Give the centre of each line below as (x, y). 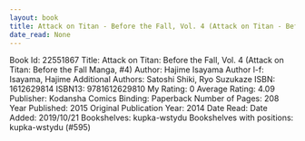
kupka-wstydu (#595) (50, 127)
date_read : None (40, 34)
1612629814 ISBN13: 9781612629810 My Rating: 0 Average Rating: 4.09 (142, 89)
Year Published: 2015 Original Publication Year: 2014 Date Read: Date (138, 108)
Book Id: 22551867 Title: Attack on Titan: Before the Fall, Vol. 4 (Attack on (147, 61)
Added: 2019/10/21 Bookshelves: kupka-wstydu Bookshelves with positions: (152, 117)
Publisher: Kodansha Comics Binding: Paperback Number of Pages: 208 (144, 99)
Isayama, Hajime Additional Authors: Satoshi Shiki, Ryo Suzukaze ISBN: (143, 80)
